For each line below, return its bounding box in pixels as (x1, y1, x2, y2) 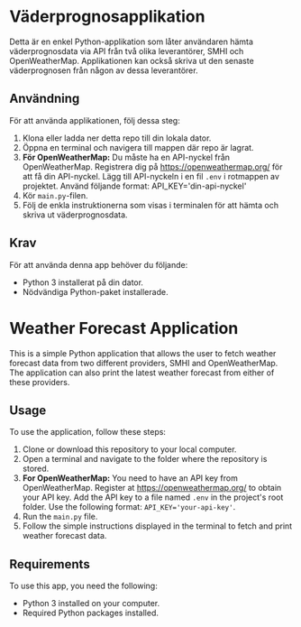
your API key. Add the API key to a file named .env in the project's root (22, 492, 284, 503)
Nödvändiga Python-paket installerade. (22, 286, 169, 297)
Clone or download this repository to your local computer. (22, 444, 237, 455)
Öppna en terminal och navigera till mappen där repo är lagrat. (22, 142, 254, 152)
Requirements (9, 557, 90, 572)
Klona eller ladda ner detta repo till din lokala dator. (22, 133, 212, 143)
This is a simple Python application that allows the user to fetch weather (9, 347, 277, 358)
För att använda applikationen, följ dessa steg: (9, 115, 180, 125)
